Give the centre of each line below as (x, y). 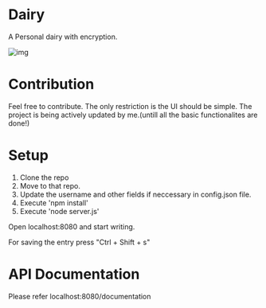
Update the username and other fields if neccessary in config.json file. (135, 194)
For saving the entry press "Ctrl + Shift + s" (79, 242)
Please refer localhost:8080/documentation (80, 296)
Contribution (51, 84)
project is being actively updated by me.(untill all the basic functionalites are (133, 115)
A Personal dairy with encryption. (63, 37)
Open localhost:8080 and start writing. (72, 226)
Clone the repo (44, 177)
